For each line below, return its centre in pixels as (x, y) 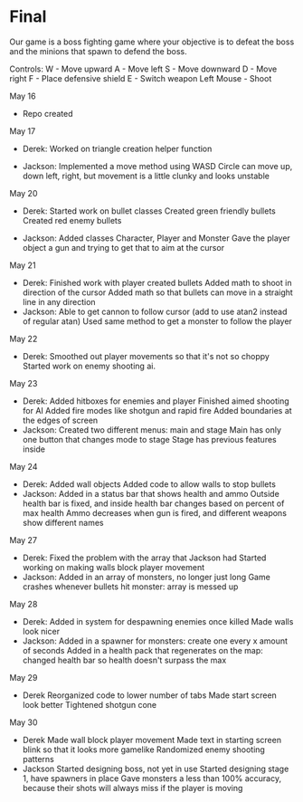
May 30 (24, 722)
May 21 (23, 265)
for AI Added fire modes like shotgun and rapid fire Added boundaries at (157, 410)
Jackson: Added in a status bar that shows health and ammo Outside (151, 493)
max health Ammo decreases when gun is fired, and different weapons (155, 512)
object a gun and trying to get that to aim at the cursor (123, 247)
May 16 (23, 96)
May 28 (24, 604)
